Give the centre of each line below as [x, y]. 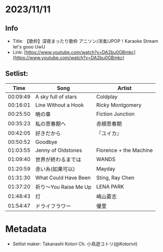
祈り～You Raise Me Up [63, 187]
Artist [125, 88]
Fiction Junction [116, 114]
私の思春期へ [51, 123]
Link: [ [19, 52]
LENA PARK [110, 186]
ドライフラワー [53, 206]
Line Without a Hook [59, 105]
